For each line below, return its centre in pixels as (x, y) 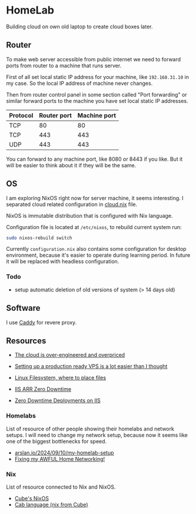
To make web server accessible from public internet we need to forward (94, 59)
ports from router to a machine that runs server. (64, 65)
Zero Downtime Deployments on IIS (58, 400)
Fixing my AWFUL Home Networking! (60, 459)
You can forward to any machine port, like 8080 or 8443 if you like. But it (94, 159)
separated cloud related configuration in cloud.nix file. (72, 204)
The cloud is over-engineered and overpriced (70, 355)
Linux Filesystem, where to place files (60, 378)
